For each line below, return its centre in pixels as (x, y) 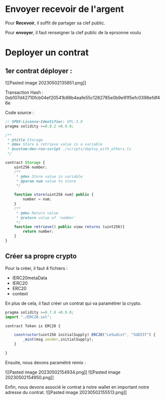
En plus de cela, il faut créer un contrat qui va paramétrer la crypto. (73, 303)
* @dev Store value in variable (49, 176)
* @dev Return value (37, 213)
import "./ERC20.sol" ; (28, 317)
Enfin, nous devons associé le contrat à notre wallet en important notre (77, 387)
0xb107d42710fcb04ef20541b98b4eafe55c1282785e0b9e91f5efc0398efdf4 (83, 97)
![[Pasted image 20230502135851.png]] (46, 82)
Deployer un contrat (47, 53)
